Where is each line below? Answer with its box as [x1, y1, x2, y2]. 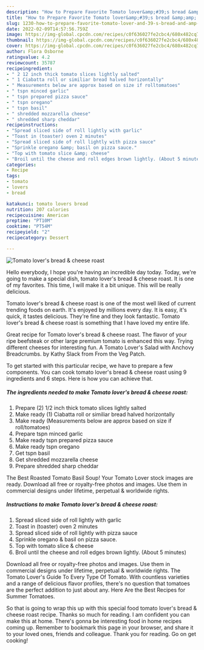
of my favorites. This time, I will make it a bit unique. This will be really [6, 281, 181, 289]
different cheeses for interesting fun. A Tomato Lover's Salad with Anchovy [6, 344, 194, 351]
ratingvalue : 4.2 [6, 54, 50, 60]
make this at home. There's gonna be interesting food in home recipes [6, 617, 182, 624]
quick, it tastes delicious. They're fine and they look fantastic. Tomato [6, 313, 180, 320]
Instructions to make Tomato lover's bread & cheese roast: [6, 501, 158, 508]
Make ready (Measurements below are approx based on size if [15, 417, 172, 424]
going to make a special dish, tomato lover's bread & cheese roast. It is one [6, 275, 194, 282]
